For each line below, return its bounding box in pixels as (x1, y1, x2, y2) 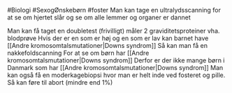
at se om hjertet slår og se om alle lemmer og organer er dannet (7, 13, 191, 22)
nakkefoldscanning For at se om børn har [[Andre (7, 49, 150, 57)
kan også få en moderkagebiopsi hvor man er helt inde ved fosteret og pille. (7, 71, 226, 79)
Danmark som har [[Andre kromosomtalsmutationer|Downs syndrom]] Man (7, 64, 224, 71)
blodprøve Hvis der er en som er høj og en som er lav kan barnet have (7, 34, 209, 42)
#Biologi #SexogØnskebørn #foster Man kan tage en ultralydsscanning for (7, 6, 222, 14)
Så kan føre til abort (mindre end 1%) (7, 78, 113, 86)
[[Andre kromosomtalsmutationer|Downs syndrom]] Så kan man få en (7, 42, 208, 49)
